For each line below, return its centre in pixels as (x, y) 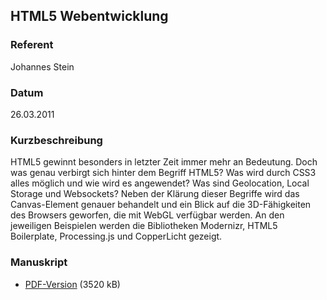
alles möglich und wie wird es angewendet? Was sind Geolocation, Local (160, 183)
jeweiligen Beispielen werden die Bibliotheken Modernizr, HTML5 (144, 226)
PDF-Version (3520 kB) (72, 284)
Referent (32, 45)
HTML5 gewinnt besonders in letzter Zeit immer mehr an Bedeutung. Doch (164, 162)
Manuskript (39, 262)
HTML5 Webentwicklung (89, 16)
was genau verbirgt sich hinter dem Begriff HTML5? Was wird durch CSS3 (163, 173)
